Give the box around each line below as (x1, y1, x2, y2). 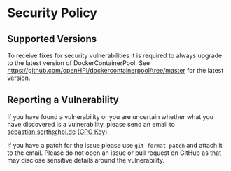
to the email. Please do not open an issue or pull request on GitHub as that (7, 149, 222, 157)
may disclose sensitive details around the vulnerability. (7, 156, 165, 164)
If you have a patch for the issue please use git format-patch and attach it (7, 141, 223, 149)
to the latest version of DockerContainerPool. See (7, 59, 150, 67)
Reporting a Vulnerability (7, 94, 119, 106)
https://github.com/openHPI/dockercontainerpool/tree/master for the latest (7, 67, 224, 74)
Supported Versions (7, 33, 97, 45)
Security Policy (7, 5, 98, 21)
